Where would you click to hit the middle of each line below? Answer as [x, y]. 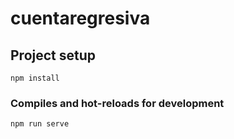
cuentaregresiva [80, 18]
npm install [35, 78]
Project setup [53, 55]
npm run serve [40, 124]
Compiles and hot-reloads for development [117, 103]
